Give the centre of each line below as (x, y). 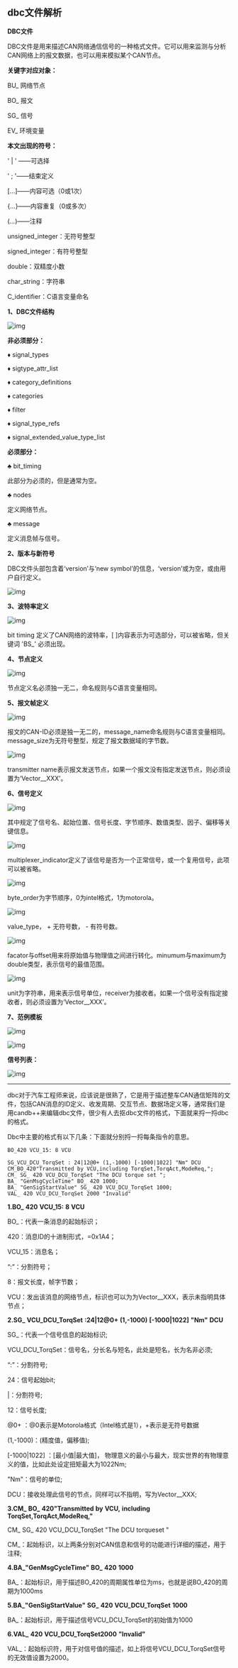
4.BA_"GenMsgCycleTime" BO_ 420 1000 (70, 1567)
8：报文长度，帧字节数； (44, 1282)
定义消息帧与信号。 (35, 538)
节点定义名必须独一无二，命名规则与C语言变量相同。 (84, 688)
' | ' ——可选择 (28, 160)
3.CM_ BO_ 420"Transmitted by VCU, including (79, 1508)
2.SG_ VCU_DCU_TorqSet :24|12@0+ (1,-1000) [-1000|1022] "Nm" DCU (115, 1319)
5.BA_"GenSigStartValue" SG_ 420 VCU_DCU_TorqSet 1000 (97, 1605)
